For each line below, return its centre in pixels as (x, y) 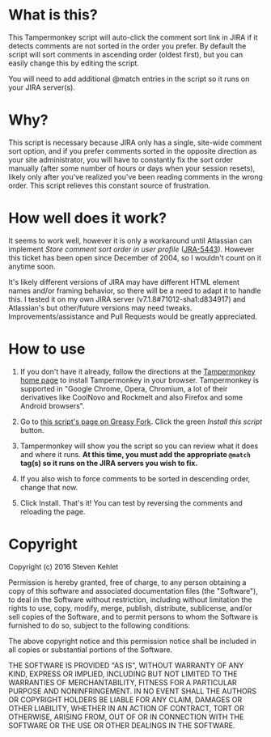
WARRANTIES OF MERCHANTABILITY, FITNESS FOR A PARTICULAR (123, 682)
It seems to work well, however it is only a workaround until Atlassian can (130, 240)
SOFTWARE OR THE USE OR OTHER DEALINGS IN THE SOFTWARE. (122, 725)
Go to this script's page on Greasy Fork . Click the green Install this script (141, 421)
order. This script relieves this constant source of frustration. (109, 185)
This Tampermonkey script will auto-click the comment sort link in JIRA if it (133, 37)
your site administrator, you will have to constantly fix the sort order (121, 159)
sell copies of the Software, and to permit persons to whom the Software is (133, 616)
